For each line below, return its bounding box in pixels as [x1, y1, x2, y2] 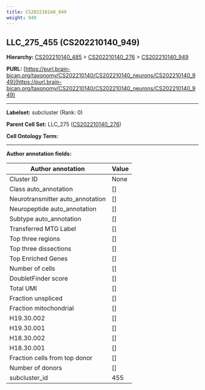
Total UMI [9, 284, 37, 293]
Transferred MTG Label [9, 224, 76, 233]
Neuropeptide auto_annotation [9, 205, 96, 213]
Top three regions [9, 235, 60, 243]
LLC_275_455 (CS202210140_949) [6, 37, 140, 48]
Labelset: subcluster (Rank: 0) [6, 109, 83, 116]
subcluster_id [9, 373, 48, 382]
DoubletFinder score [9, 274, 68, 283]
